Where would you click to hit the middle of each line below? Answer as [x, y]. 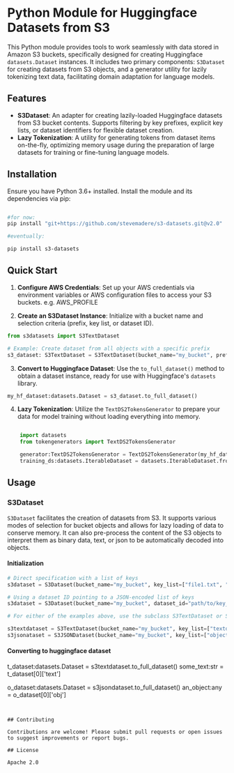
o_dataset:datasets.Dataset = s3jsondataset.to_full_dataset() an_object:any [115, 687]
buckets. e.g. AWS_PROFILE [58, 302]
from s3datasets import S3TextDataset [63, 336]
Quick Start [32, 271]
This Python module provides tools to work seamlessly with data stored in [113, 47]
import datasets [44, 436]
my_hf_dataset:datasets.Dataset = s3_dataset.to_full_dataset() [102, 396]
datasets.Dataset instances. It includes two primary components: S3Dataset [116, 61]
